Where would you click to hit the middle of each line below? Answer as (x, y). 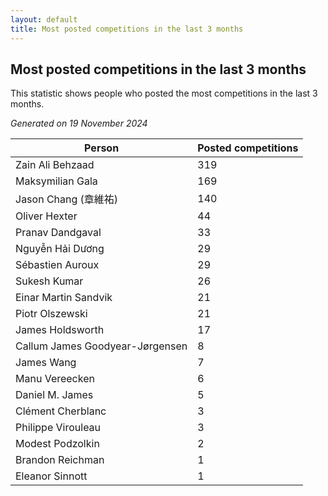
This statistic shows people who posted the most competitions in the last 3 (164, 93)
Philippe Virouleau (58, 428)
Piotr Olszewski (51, 314)
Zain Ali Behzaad (55, 165)
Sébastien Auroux (57, 265)
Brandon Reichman (60, 460)
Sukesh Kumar (49, 281)
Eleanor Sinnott (51, 476)
